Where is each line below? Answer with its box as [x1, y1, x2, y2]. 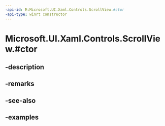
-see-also [5, 96, 36, 105]
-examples [5, 113, 39, 122]
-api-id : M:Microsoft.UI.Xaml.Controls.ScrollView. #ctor [5, 7, 125, 12]
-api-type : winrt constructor [5, 12, 67, 17]
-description [5, 63, 44, 71]
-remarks [5, 80, 34, 88]
